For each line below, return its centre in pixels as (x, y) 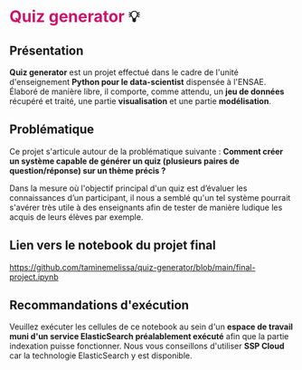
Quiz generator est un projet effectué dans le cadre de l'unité (124, 72)
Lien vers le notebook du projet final (113, 246)
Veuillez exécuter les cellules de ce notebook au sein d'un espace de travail (151, 327)
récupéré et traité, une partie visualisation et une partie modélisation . (140, 101)
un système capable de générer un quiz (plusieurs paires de (124, 161)
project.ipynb (34, 277)
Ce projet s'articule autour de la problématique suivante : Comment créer (146, 151)
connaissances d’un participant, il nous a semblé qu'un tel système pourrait (150, 197)
